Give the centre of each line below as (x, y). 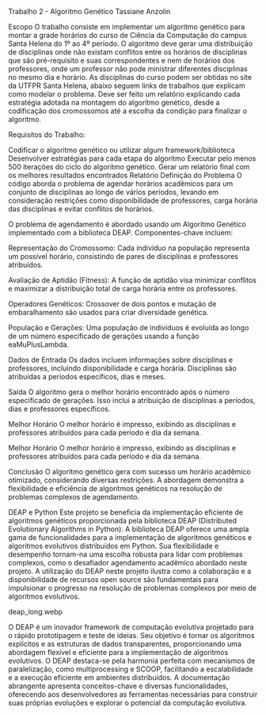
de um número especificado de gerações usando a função (104, 336)
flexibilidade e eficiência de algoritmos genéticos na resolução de (116, 489)
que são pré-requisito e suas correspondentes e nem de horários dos (122, 60)
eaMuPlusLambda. (39, 344)
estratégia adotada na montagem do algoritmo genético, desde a (114, 103)
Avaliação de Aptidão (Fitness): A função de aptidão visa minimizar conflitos (133, 280)
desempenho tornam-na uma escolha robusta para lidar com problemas (125, 554)
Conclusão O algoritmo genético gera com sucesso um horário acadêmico (129, 472)
